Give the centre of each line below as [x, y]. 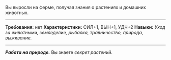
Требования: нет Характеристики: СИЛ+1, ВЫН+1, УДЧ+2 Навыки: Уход [85, 27]
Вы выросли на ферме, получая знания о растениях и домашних [76, 7]
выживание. [19, 38]
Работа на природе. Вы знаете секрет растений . [59, 52]
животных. [17, 13]
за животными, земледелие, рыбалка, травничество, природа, [74, 33]
